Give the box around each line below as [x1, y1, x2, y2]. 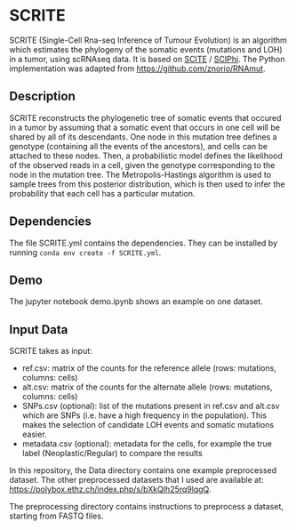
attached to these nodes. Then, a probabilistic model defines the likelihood [9, 150, 283, 161]
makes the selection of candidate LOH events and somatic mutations [21, 420, 274, 430]
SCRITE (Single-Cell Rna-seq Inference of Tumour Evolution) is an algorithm [9, 35, 287, 45]
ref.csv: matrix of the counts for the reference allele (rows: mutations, [21, 363, 277, 373]
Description [9, 89, 76, 104]
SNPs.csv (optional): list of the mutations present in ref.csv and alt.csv [21, 401, 280, 412]
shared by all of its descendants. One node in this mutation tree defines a [9, 131, 277, 142]
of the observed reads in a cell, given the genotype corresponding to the [9, 159, 276, 170]
